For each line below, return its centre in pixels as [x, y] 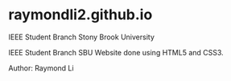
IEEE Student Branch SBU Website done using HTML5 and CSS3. [116, 52]
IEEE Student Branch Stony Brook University [81, 37]
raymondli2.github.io [80, 15]
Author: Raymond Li [41, 68]
